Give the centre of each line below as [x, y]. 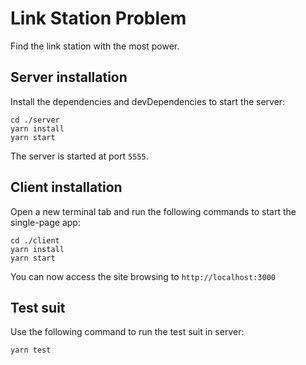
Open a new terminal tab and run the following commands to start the [153, 211]
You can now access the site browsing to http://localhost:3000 [143, 276]
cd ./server [35, 120]
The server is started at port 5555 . [79, 156]
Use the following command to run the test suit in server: [127, 332]
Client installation [66, 187]
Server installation [69, 77]
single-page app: [45, 222]
